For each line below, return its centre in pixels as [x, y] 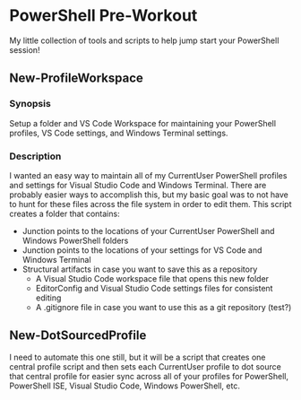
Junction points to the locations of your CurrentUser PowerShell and [148, 230]
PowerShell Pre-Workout [103, 16]
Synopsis [30, 104]
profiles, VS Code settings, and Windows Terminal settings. [119, 133]
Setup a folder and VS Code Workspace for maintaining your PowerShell [142, 123]
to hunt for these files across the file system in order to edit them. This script [150, 204]
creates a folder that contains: [64, 213]
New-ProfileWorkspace [76, 78]
